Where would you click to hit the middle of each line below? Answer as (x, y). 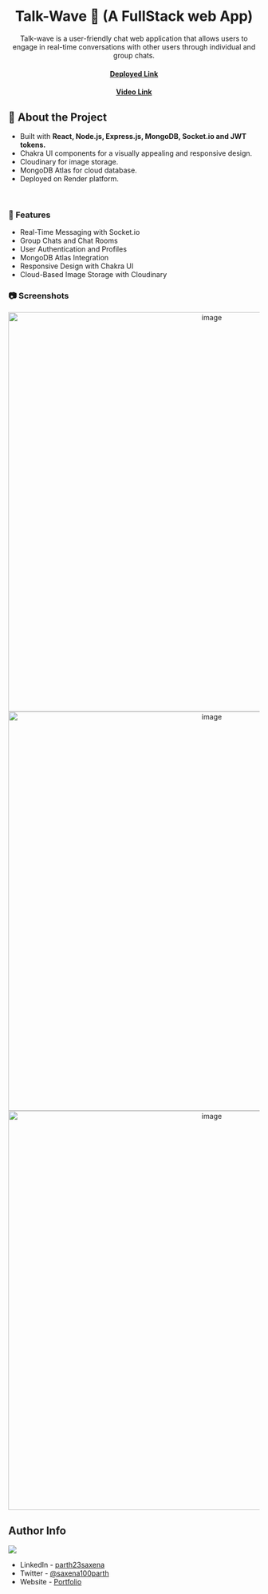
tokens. (33, 145)
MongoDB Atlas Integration (64, 258)
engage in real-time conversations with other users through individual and (134, 46)
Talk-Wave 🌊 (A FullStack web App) (134, 16)
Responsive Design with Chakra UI (77, 266)
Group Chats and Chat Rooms (69, 241)
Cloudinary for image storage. (69, 161)
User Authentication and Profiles (73, 249)
